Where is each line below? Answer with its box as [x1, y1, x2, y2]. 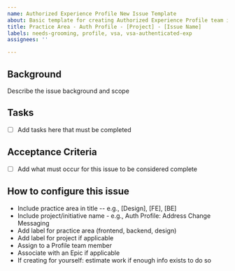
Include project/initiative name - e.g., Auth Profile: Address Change [17, 211, 211, 220]
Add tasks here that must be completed [17, 125, 131, 133]
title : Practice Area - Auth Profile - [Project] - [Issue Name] [7, 23, 201, 30]
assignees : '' [7, 36, 49, 43]
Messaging [17, 219, 50, 227]
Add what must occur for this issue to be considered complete [17, 165, 198, 173]
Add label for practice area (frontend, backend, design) [17, 226, 177, 235]
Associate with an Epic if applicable [17, 249, 120, 257]
